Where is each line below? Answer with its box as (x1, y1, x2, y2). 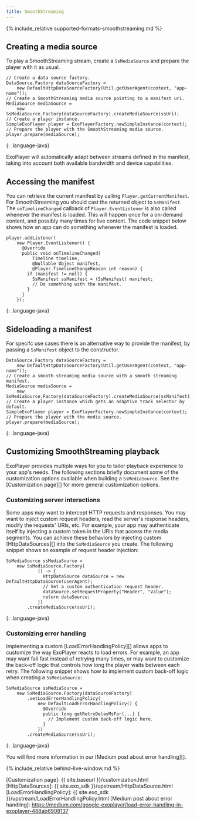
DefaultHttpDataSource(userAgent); (6, 579, 93, 585)
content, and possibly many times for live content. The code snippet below (6, 217, 186, 224)
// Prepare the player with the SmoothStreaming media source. (6, 127, 164, 132)
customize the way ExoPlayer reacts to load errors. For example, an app (6, 649, 180, 656)
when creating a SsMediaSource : (6, 674, 82, 681)
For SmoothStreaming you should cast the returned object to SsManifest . (6, 198, 182, 206)
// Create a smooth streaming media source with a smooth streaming (6, 373, 177, 379)
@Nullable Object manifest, (32, 261, 101, 267)
